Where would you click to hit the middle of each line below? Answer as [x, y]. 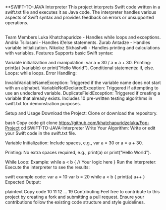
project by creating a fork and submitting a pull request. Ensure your [75, 197]
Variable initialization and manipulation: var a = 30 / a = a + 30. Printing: [78, 62]
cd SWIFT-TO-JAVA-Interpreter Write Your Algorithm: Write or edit [88, 128]
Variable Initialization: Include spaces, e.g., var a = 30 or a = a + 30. [74, 143]
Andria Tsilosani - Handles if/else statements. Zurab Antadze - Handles [78, 42]
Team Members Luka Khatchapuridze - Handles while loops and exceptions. [83, 37]
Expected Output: [23, 182]
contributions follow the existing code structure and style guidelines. [75, 202]
